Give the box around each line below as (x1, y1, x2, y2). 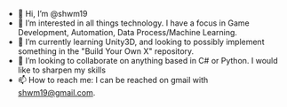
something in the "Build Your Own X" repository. (17, 46, 195, 57)
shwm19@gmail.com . (17, 88, 96, 97)
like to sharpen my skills (17, 65, 107, 75)
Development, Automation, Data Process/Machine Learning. (17, 27, 238, 37)
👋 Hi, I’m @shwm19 (17, 9, 88, 19)
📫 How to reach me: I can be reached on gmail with (17, 75, 209, 85)
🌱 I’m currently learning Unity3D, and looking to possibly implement (17, 36, 265, 47)
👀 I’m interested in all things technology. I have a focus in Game (17, 18, 251, 28)
